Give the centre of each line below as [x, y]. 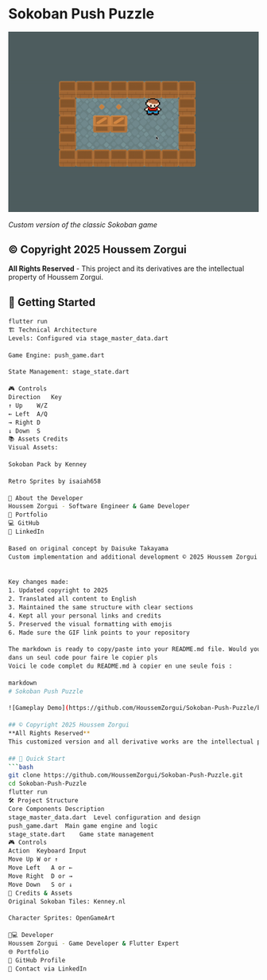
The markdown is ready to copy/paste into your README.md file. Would [128, 649]
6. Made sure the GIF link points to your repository [99, 633]
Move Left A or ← [41, 868]
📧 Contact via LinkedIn [48, 969]
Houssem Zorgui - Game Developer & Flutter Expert [94, 943]
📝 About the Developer [46, 498]
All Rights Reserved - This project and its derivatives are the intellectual [126, 269]
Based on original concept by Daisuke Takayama [89, 548]
